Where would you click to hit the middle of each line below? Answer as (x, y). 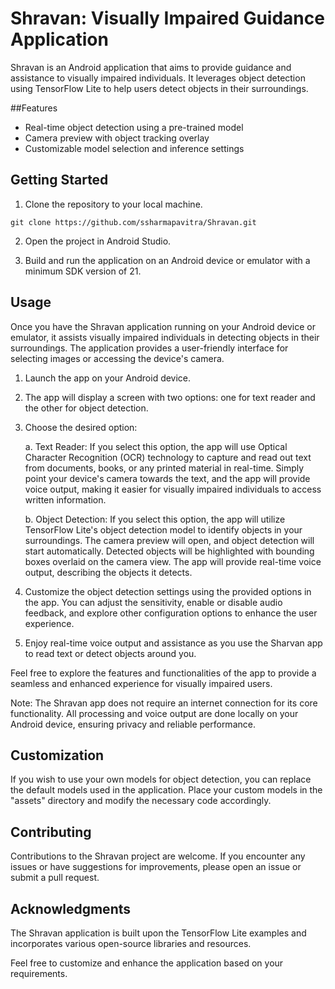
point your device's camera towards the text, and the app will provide (167, 478)
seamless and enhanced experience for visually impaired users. (141, 683)
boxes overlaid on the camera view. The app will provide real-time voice (173, 561)
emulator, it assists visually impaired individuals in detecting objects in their (165, 337)
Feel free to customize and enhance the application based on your (147, 963)
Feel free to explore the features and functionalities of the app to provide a (163, 673)
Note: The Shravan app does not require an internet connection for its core (164, 703)
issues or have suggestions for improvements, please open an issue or (156, 867)
